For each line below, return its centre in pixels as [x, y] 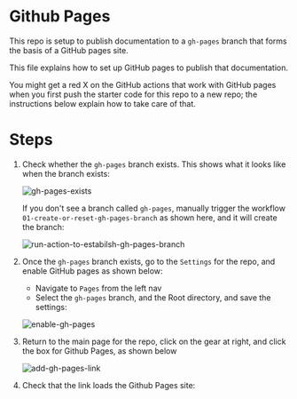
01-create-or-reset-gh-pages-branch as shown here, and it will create [149, 217]
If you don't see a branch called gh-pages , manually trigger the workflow [154, 208]
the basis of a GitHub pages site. [69, 50]
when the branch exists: [66, 173]
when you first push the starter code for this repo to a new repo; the [133, 94]
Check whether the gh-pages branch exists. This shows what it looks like [154, 164]
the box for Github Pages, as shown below [99, 351]
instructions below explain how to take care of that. [103, 103]
